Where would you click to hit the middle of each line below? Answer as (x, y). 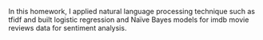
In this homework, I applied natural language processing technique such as (132, 11)
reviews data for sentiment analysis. (68, 28)
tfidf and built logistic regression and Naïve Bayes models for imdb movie (129, 20)
